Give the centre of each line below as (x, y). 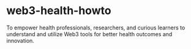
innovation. (21, 40)
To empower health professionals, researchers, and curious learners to (96, 28)
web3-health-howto (59, 11)
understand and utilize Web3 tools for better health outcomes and (89, 34)
